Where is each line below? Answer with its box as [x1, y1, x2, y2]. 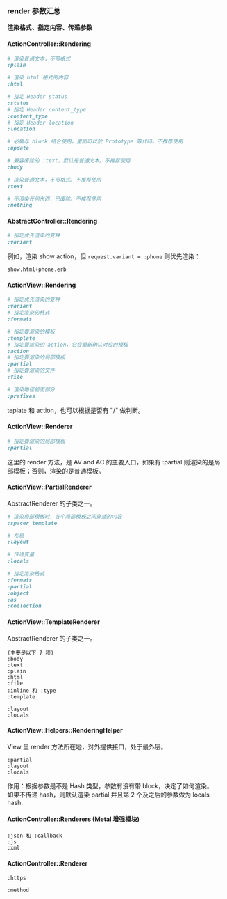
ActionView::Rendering [7, 281, 76, 289]
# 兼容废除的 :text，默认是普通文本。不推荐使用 [7, 157, 131, 164]
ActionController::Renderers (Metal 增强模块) [7, 815, 140, 823]
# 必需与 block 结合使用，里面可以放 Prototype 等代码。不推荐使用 [7, 138, 183, 146]
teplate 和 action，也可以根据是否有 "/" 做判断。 [7, 406, 144, 414]
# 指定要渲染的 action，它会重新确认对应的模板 [7, 341, 128, 348]
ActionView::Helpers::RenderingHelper [7, 726, 123, 735]
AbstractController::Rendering [7, 217, 98, 225]
